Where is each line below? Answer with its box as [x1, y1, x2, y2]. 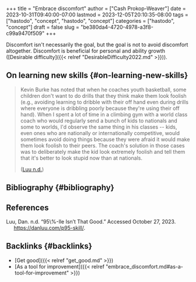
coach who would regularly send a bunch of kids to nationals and [20, 117, 178, 124]
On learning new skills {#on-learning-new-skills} [6, 70, 188, 81]
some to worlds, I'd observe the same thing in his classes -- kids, [20, 123, 177, 130]
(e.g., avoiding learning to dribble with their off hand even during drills [20, 98, 188, 105]
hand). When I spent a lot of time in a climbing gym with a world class [20, 111, 188, 118]
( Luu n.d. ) [20, 166, 44, 173]
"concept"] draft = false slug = [6, 23, 80, 30]
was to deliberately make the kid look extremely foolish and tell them [20, 148, 185, 155]
